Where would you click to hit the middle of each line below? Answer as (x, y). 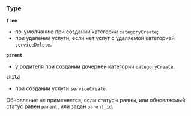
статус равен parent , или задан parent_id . (60, 106)
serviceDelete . (33, 45)
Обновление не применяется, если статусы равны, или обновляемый (96, 100)
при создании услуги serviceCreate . (61, 88)
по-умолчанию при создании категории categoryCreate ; (87, 32)
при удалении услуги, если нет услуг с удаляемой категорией (95, 38)
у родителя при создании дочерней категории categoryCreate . (95, 66)
